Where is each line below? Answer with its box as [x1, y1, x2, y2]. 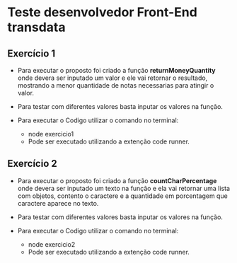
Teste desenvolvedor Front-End [7, 4, 198, 21]
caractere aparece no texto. [17, 199, 99, 207]
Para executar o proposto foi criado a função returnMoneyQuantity [17, 66, 216, 74]
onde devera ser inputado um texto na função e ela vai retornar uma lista [17, 184, 231, 192]
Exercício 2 [7, 158, 58, 170]
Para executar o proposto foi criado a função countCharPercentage [17, 176, 217, 185]
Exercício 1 [7, 47, 56, 59]
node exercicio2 [28, 240, 76, 248]
